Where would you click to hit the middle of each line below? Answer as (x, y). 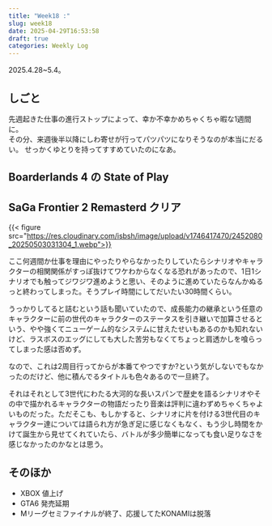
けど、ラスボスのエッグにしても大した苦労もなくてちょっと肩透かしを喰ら (132, 339)
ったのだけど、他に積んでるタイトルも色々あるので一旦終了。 (111, 376)
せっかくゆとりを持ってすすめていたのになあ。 (102, 149)
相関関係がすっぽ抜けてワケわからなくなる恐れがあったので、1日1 (145, 271)
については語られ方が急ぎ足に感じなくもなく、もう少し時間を (153, 424)
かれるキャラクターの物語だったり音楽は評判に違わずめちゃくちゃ (146, 404)
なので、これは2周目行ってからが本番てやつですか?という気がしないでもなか (136, 367)
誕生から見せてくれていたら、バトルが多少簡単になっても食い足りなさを (142, 435)
